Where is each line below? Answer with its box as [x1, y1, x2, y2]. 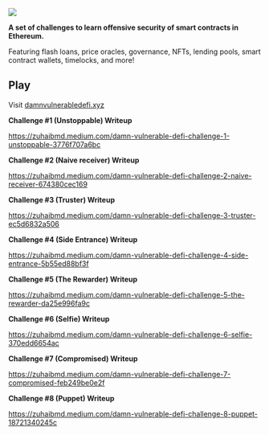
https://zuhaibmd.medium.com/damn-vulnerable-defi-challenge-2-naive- [8, 170, 252, 180]
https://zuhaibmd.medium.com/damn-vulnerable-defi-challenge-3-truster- [8, 210, 256, 220]
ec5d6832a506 [8, 219, 60, 228]
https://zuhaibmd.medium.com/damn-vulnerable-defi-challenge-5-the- [8, 289, 245, 299]
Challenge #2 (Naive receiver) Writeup [8, 155, 140, 165]
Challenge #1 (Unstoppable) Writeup [8, 115, 132, 125]
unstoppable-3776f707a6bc [8, 139, 101, 149]
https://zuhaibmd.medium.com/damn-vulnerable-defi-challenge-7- [8, 369, 231, 379]
